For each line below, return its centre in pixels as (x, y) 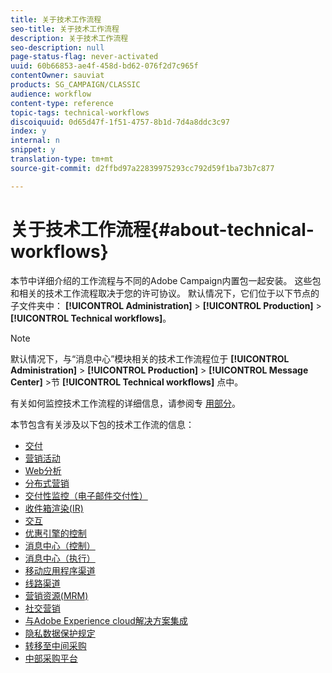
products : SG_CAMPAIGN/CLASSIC (75, 85)
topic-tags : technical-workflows (80, 112)
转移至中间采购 (55, 645)
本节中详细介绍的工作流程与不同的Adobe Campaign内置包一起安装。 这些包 (166, 280)
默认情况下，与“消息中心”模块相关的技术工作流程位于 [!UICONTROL (150, 358)
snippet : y (33, 150)
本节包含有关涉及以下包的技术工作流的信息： (102, 424)
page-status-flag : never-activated (84, 57)
